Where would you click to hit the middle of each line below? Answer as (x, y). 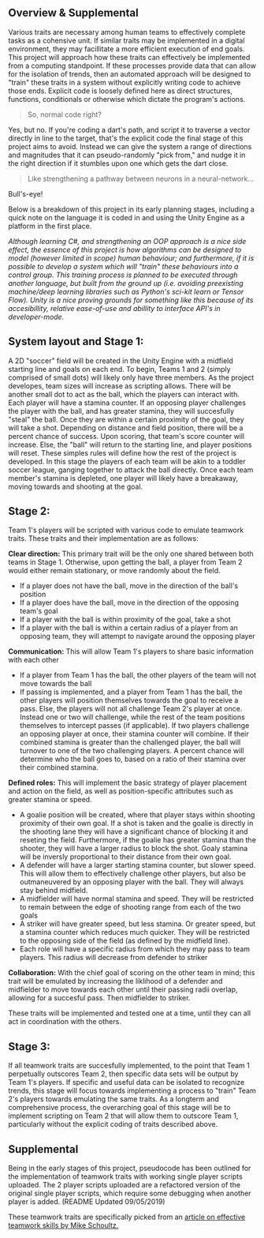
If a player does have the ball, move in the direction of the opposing (129, 602)
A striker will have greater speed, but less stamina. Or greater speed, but (138, 924)
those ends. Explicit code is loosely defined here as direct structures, (120, 91)
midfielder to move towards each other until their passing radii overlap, (123, 989)
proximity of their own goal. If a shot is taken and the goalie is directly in (136, 823)
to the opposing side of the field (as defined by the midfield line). (125, 941)
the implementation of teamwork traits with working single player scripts (125, 1176)
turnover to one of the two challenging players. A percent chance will (132, 751)
